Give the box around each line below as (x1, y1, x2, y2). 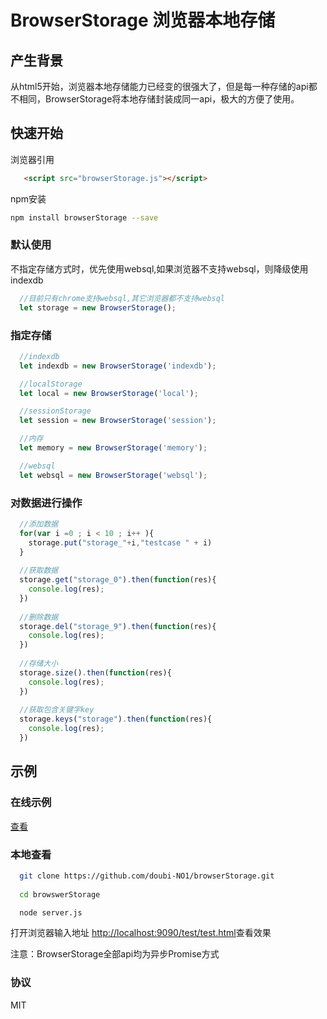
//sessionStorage (19, 406, 92, 416)
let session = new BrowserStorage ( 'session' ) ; (19, 416, 217, 426)
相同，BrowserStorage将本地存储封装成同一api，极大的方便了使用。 (18, 93, 300, 105)
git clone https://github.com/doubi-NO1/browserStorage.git (19, 871, 275, 881)
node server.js (19, 907, 83, 918)
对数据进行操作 (10, 496, 83, 510)
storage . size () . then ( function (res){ (19, 667, 172, 678)
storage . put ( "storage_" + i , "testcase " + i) (28, 537, 213, 548)
